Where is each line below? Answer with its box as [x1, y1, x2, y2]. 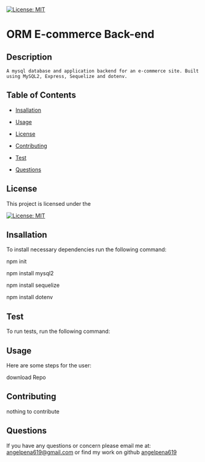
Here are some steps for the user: [6, 362, 92, 369]
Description [6, 52, 52, 62]
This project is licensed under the [6, 200, 91, 207]
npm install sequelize [6, 281, 60, 289]
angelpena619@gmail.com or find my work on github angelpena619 [6, 448, 177, 456]
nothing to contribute [6, 407, 60, 415]
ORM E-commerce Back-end [6, 28, 155, 41]
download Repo [6, 374, 46, 381]
